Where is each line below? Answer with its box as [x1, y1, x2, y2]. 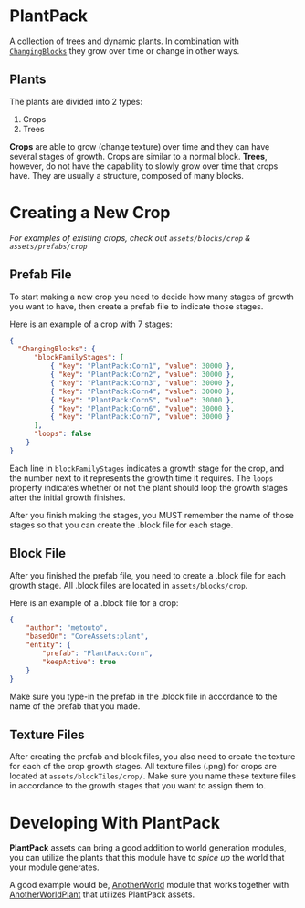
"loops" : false [33, 430, 92, 439]
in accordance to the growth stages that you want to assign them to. [9, 780, 267, 791]
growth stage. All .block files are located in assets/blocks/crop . [9, 579, 248, 590]
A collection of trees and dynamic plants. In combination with [9, 36, 240, 47]
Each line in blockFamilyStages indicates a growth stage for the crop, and [9, 463, 285, 474]
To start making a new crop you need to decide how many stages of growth [9, 291, 294, 302]
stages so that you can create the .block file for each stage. [9, 519, 234, 530]
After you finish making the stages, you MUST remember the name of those [9, 509, 294, 520]
